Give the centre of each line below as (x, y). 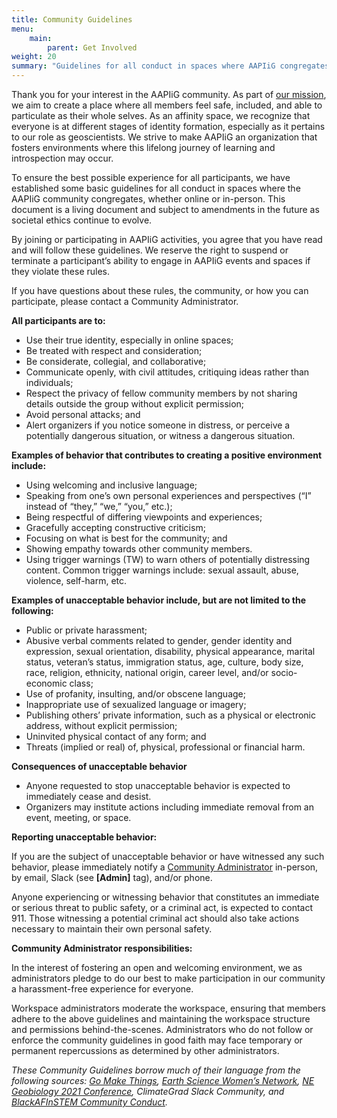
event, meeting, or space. (78, 817)
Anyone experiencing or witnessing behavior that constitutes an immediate (165, 897)
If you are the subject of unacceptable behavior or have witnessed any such (168, 856)
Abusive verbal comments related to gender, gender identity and (159, 640)
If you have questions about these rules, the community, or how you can (160, 290)
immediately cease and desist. (88, 796)
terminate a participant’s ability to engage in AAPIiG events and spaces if (161, 260)
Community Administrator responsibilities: (102, 948)
